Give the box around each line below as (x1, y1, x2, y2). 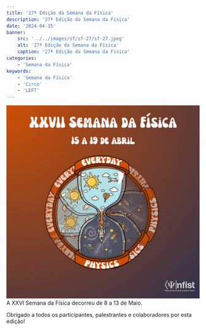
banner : (6, 29, 26, 36)
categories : (6, 55, 37, 61)
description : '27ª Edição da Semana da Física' (6, 16, 131, 23)
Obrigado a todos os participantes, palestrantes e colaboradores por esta (6, 311, 192, 319)
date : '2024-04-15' (6, 23, 56, 29)
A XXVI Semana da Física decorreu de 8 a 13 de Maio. (6, 299, 143, 306)
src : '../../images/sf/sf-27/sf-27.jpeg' (17, 36, 124, 42)
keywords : (6, 68, 32, 74)
